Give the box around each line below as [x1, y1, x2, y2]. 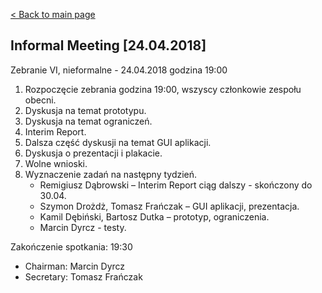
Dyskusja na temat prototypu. [24, 104, 147, 116]
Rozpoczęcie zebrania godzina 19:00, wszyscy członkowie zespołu [24, 83, 302, 95]
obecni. [24, 94, 57, 106]
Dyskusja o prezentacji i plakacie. [24, 147, 163, 159]
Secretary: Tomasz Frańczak [24, 270, 143, 283]
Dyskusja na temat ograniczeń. [24, 115, 153, 127]
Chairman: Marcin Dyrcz [24, 260, 126, 272]
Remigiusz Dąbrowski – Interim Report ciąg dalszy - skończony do [39, 179, 313, 191]
